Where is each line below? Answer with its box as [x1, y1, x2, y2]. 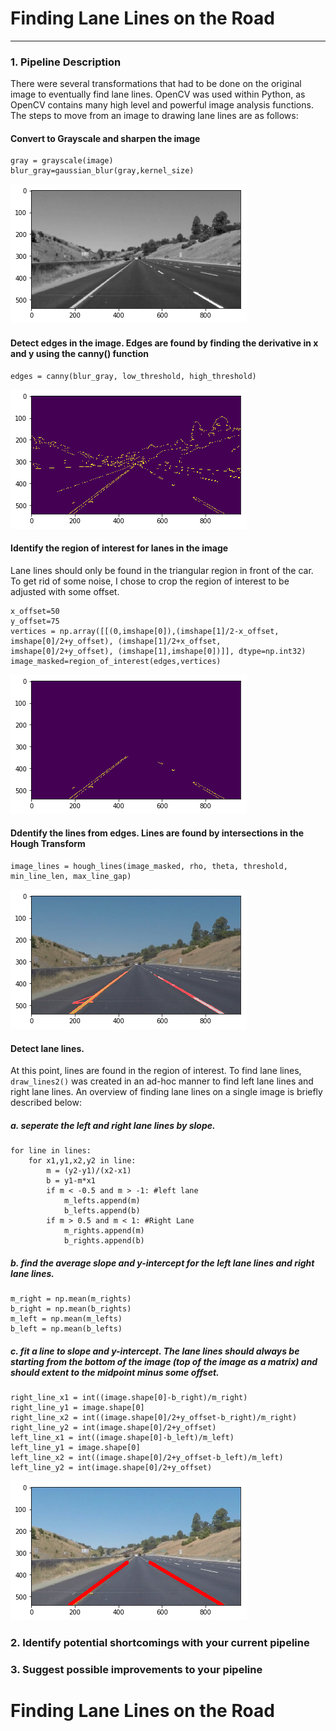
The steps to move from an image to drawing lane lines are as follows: [10, 110, 299, 122]
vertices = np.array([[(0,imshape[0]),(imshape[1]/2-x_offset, [10, 626, 280, 636]
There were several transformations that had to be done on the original [10, 78, 302, 90]
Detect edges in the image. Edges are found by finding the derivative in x [10, 337, 319, 349]
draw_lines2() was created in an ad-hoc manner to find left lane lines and [10, 1075, 314, 1087]
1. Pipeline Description [10, 55, 122, 69]
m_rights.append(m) [63, 1226, 145, 1236]
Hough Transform [10, 838, 86, 850]
